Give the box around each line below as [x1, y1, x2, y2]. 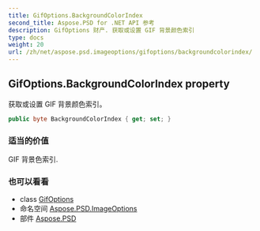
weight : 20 [8, 41, 44, 49]
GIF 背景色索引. [8, 155, 58, 164]
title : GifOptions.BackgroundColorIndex [8, 11, 144, 20]
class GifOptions [19, 195, 74, 204]
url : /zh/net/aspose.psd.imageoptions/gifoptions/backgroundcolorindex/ [8, 48, 253, 56]
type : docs [8, 33, 44, 42]
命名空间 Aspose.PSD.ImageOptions [19, 204, 138, 214]
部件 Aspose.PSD [19, 214, 77, 223]
